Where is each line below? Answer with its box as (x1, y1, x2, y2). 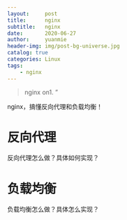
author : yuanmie (7, 36, 68, 43)
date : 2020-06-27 (7, 29, 77, 37)
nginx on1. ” (24, 88, 58, 96)
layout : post (7, 10, 58, 17)
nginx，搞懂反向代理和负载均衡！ (7, 102, 103, 110)
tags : (7, 62, 23, 69)
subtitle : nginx (7, 23, 61, 30)
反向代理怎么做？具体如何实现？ (7, 154, 99, 162)
